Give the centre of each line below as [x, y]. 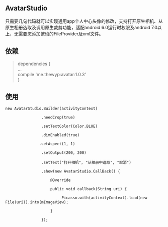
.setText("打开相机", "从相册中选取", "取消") [86, 163]
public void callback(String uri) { [89, 189]
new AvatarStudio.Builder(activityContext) [52, 109]
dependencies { [34, 64]
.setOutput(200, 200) [64, 153]
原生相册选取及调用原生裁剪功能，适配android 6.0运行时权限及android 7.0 [81, 27]
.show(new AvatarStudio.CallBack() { [81, 172]
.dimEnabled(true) [60, 135]
